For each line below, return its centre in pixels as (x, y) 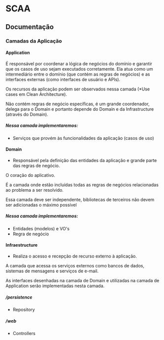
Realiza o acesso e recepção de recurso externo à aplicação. (75, 256)
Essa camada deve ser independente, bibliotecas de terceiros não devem (80, 199)
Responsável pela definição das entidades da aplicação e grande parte (85, 160)
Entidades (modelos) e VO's (41, 228)
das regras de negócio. (36, 166)
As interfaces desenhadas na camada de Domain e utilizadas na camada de (82, 281)
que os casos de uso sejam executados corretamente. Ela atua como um (79, 69)
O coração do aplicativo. (31, 175)
